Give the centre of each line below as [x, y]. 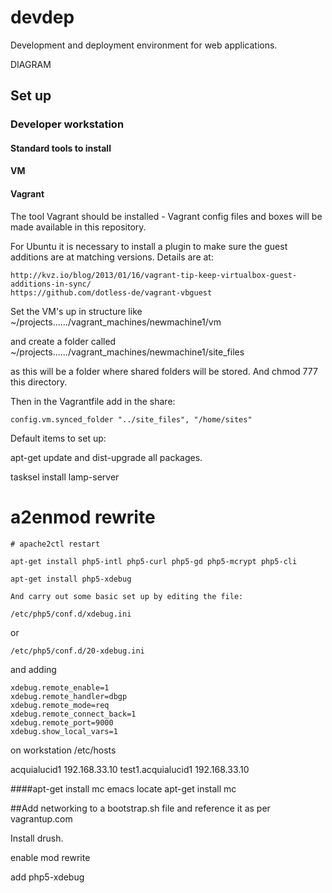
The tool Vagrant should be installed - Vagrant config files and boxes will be [166, 216]
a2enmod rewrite [83, 517]
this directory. [39, 382]
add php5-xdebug [47, 877]
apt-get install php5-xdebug [71, 579]
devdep [42, 17]
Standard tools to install [61, 148]
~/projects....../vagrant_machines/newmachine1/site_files [127, 352]
